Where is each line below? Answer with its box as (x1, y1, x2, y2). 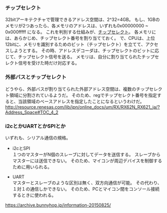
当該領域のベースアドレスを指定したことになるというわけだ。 (18, 98, 145, 104)
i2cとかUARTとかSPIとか (5, 123, 66, 130)
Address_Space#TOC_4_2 (5, 109, 59, 115)
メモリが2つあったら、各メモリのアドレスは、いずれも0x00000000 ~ (5, 23, 149, 29)
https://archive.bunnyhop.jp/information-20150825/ (5, 202, 111, 208)
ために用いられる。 (12, 164, 52, 170)
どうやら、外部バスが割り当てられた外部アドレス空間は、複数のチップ (5, 86, 150, 92)
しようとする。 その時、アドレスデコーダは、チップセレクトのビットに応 (9, 48, 160, 54)
